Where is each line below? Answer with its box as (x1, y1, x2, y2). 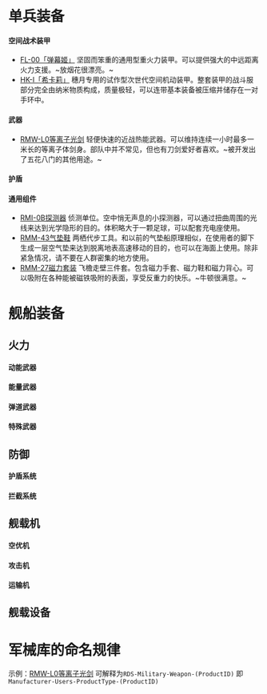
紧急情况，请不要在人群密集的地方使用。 (19, 253, 153, 263)
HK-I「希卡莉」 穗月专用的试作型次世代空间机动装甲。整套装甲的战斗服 (19, 75, 254, 85)
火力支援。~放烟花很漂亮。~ (19, 65, 114, 74)
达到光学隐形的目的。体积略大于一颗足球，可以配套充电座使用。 (34, 223, 245, 233)
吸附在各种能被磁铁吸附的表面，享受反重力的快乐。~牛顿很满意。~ (26, 273, 247, 283)
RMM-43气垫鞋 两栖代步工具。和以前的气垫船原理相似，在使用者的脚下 (19, 233, 255, 243)
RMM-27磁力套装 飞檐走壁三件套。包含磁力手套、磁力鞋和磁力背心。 (19, 263, 247, 273)
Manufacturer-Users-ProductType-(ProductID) (8, 678, 159, 686)
